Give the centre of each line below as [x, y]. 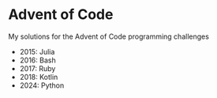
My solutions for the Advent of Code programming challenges [108, 36]
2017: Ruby [37, 68]
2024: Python [42, 85]
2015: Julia [37, 51]
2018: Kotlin [39, 77]
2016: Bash [38, 60]
